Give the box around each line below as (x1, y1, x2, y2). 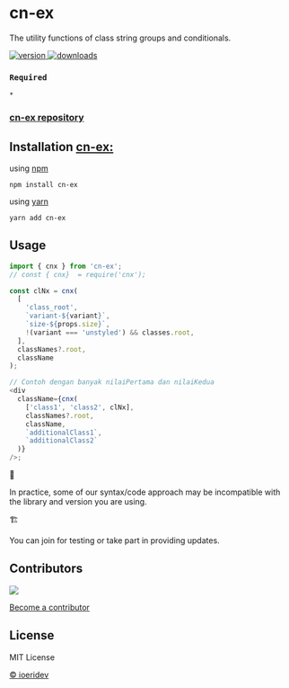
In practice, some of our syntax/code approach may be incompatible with (9, 487, 281, 497)
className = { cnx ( (17, 395, 78, 404)
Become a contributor (9, 602, 90, 612)
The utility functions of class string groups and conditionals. (9, 32, 232, 43)
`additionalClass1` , (25, 428, 102, 437)
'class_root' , (25, 303, 78, 312)
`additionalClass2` (25, 436, 99, 445)
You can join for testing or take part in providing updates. (9, 535, 220, 546)
